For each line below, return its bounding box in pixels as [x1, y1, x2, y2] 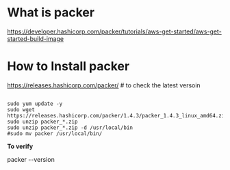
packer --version [7, 155, 55, 163]
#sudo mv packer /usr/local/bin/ [7, 130, 103, 137]
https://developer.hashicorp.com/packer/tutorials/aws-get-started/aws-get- [7, 27, 222, 36]
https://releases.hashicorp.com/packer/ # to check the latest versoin [7, 81, 201, 89]
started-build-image [7, 34, 64, 42]
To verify [7, 142, 34, 150]
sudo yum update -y [7, 100, 63, 107]
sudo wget [7, 106, 36, 113]
